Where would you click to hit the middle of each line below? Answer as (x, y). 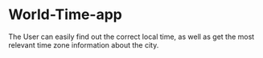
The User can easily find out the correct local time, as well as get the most (131, 37)
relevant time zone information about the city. (84, 44)
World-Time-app (66, 15)
